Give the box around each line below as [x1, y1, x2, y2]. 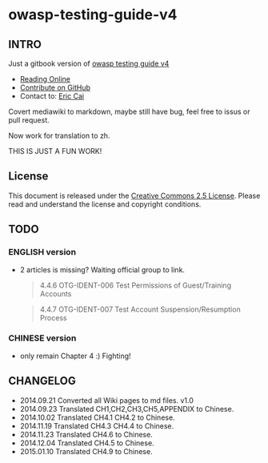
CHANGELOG [8, 374, 76, 388]
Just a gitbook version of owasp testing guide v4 [8, 58, 170, 68]
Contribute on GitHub [19, 83, 90, 92]
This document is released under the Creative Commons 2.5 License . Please [8, 191, 261, 200]
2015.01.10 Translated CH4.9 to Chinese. [19, 446, 154, 456]
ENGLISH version [8, 247, 77, 258]
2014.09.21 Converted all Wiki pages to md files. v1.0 [19, 395, 194, 405]
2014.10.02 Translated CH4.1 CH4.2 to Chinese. [19, 413, 175, 422]
